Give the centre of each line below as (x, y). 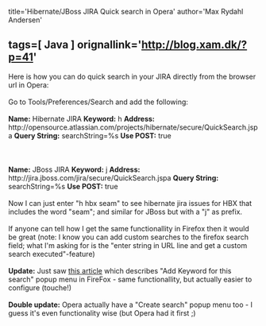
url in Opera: (29, 85)
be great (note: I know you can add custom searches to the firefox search (128, 237)
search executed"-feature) (52, 254)
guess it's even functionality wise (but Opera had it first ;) (102, 312)
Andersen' (25, 20)
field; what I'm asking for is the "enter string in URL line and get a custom (128, 245)
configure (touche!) (40, 287)
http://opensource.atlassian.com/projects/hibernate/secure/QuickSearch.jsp (133, 127)
